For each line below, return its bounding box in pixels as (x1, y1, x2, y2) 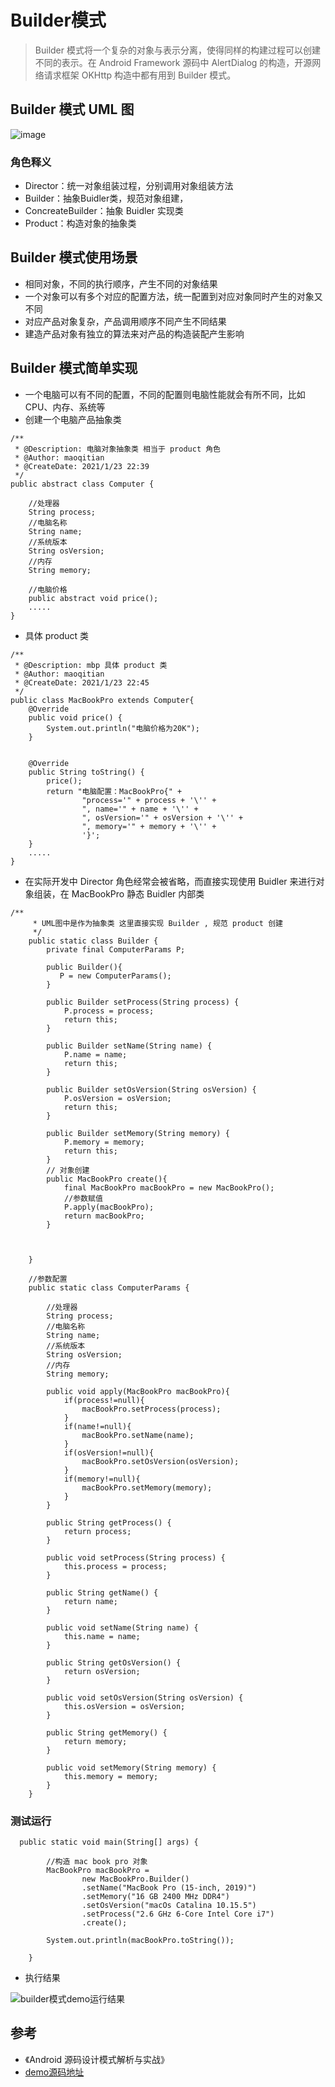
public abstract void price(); (28, 593, 159, 603)
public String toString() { (28, 767, 145, 777)
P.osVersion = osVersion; (63, 1093, 172, 1103)
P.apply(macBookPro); (63, 1202, 155, 1212)
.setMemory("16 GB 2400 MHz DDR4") (81, 1891, 230, 1901)
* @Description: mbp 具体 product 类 (14, 660, 168, 670)
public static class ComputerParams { (28, 1282, 190, 1293)
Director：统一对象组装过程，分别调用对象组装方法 (24, 180, 234, 192)
